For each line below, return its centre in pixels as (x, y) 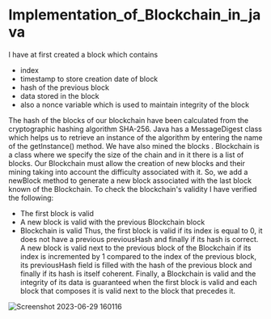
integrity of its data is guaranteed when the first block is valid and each (138, 282)
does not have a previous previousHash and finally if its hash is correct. (139, 239)
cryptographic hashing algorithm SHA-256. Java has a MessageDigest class (135, 129)
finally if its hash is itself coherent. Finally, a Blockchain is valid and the (138, 274)
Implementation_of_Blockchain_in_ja (135, 15)
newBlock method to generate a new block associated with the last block (130, 181)
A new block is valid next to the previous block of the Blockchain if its (135, 248)
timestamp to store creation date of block (89, 79)
